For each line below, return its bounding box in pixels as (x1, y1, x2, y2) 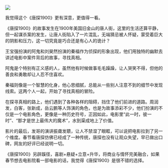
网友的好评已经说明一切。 (13, 141, 66, 147)
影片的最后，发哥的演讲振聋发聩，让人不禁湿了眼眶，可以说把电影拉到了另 (5, 128, 158, 134)
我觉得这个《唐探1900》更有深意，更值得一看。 (5, 15, 103, 20)
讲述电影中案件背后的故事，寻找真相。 (5, 55, 84, 60)
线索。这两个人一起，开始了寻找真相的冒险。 (5, 88, 97, 94)
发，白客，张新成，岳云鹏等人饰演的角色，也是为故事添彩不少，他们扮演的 (5, 105, 158, 111)
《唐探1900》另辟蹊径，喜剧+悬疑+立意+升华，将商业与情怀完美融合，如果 (5, 151, 160, 157)
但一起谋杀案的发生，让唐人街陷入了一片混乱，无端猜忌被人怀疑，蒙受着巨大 (5, 31, 163, 37)
